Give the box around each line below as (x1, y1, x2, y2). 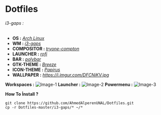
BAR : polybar (12, 56, 41, 62)
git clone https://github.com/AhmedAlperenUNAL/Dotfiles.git (5, 101, 134, 106)
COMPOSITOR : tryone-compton (12, 46, 80, 52)
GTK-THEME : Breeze (12, 62, 57, 68)
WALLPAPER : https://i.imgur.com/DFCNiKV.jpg (12, 72, 109, 78)
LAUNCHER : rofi (12, 51, 48, 57)
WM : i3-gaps (12, 40, 41, 46)
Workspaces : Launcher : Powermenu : (5, 81, 133, 87)
